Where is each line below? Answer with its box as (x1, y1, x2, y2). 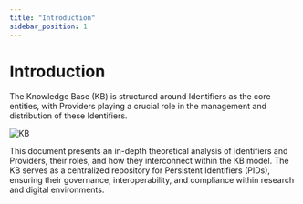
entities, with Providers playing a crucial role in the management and (9, 101, 267, 112)
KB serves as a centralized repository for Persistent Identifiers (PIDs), (9, 165, 271, 176)
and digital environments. (9, 184, 105, 196)
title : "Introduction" (9, 13, 96, 23)
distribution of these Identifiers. (9, 110, 128, 121)
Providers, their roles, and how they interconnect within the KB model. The (9, 156, 289, 167)
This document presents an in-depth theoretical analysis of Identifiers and (9, 146, 288, 157)
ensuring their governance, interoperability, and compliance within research (9, 175, 295, 186)
